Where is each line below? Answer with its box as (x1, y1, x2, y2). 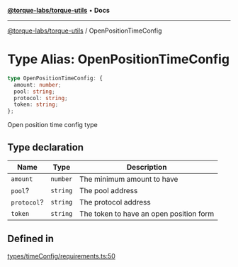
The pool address (79, 186, 138, 195)
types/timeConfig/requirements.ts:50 (7, 251, 115, 260)
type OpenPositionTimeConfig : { (7, 75, 103, 82)
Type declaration (7, 141, 84, 153)
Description (126, 163, 167, 172)
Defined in (7, 233, 55, 245)
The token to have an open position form (79, 209, 215, 219)
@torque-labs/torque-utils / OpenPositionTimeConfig (7, 26, 162, 35)
